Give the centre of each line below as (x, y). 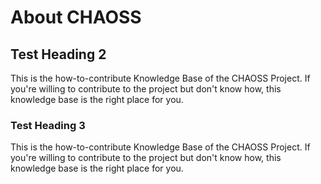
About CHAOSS (76, 17)
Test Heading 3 (48, 125)
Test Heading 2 (58, 54)
